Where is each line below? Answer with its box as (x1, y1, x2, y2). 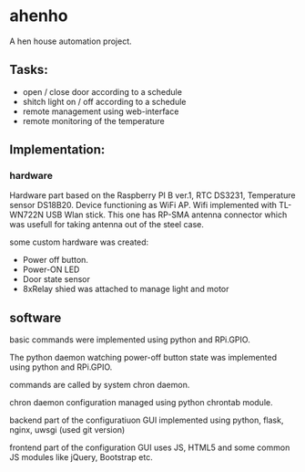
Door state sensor (22, 274, 91, 285)
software (9, 309, 62, 325)
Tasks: (9, 62, 48, 78)
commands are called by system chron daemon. (9, 380, 190, 391)
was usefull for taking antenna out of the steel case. (9, 219, 205, 230)
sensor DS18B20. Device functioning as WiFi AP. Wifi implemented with (9, 200, 278, 211)
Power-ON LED (22, 264, 80, 275)
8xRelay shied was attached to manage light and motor (22, 284, 229, 295)
